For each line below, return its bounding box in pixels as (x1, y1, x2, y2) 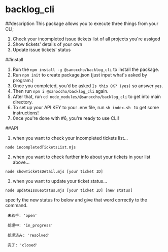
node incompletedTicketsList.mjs (5, 144, 76, 150)
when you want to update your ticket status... (12, 178, 108, 184)
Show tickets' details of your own (12, 41, 83, 47)
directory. (12, 98, 33, 105)
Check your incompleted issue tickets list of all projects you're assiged (12, 36, 160, 42)
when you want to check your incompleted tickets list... (12, 135, 128, 141)
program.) (12, 77, 34, 83)
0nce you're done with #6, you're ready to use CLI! (12, 115, 119, 121)
